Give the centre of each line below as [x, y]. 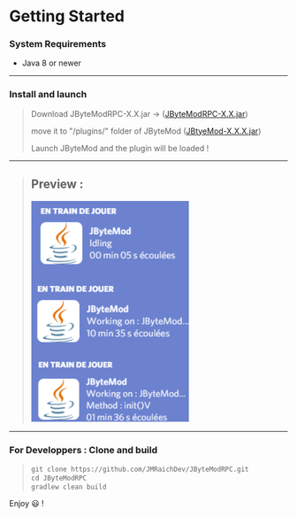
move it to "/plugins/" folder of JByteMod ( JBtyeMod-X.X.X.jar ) [146, 131]
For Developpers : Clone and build [84, 450]
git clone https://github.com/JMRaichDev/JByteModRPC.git [140, 469]
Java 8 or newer [52, 63]
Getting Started [67, 16]
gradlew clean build [69, 487]
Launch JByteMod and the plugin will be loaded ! [120, 148]
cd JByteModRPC [59, 478]
